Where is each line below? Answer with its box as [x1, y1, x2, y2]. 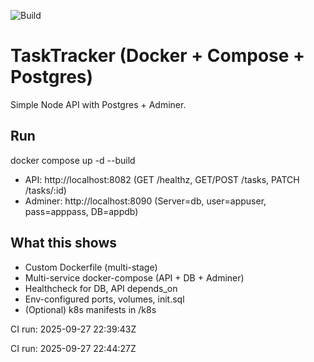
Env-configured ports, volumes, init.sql [24, 293, 185, 305]
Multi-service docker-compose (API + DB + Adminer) [24, 271, 245, 284]
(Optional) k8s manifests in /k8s [24, 303, 157, 315]
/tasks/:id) [24, 184, 67, 196]
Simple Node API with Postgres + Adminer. [10, 98, 187, 110]
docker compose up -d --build [10, 154, 136, 166]
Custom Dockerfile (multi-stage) [24, 261, 158, 273]
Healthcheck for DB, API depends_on [24, 282, 178, 294]
